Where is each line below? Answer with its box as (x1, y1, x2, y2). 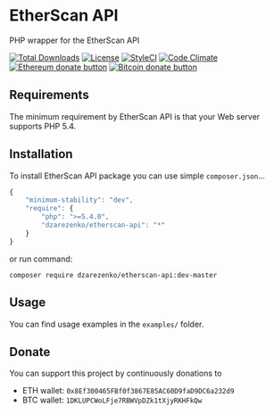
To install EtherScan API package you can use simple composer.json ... (9, 170, 266, 181)
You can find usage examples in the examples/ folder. (9, 319, 204, 329)
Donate (9, 344, 51, 360)
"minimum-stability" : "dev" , (25, 195, 134, 205)
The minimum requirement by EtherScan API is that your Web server (9, 111, 261, 121)
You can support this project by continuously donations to (9, 368, 222, 379)
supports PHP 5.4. (9, 120, 77, 131)
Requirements (9, 87, 89, 103)
